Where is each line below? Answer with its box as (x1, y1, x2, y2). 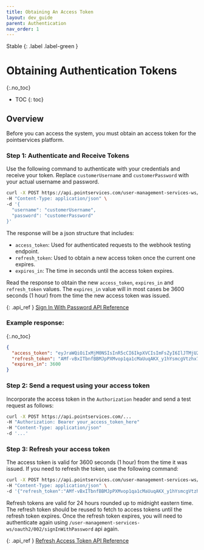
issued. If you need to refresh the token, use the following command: (6, 465, 178, 473)
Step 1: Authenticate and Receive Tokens (6, 151, 129, 160)
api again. (95, 525, 120, 532)
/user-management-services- (69, 520, 140, 526)
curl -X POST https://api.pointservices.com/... (6, 414, 132, 420)
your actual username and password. (6, 178, 100, 186)
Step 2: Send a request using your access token (6, 381, 150, 390)
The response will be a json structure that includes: (6, 229, 135, 236)
